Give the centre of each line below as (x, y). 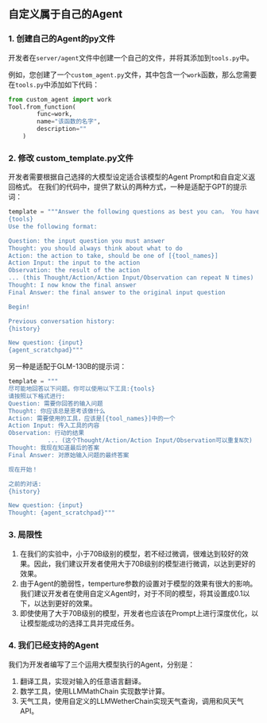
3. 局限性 (25, 535)
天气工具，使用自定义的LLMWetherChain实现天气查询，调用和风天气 (132, 701)
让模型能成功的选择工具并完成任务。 (79, 623)
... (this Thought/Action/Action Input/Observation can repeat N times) (131, 278)
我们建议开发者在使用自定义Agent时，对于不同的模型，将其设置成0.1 (132, 593)
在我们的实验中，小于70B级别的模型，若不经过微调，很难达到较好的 (131, 553)
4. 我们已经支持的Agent (54, 645)
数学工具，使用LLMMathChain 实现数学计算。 (94, 691)
